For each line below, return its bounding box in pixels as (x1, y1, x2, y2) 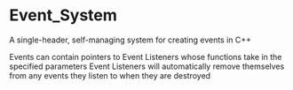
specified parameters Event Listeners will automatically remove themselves (9, 61, 285, 71)
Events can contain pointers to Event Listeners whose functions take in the (9, 51, 282, 62)
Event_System (9, 5, 118, 26)
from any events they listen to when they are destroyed (9, 70, 211, 80)
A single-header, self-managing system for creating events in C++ (9, 34, 251, 45)
